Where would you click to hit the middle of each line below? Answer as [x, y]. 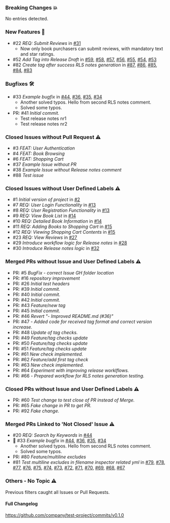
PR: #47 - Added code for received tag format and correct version [82, 321]
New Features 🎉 [25, 32]
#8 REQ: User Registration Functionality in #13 [61, 210]
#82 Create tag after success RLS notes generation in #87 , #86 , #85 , [85, 65]
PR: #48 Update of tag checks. [45, 332]
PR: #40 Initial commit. [36, 294]
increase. [22, 327]
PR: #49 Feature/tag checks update [50, 338]
